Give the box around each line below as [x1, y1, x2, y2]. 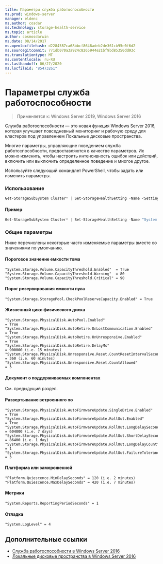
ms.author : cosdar [5, 20, 42, 26]
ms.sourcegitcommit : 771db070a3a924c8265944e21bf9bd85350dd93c [5, 48, 136, 53]
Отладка [5, 511, 23, 517]
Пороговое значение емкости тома [5, 256, 81, 262]
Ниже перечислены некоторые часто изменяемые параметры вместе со [5, 240, 157, 246]
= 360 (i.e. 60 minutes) [5, 356, 55, 361]
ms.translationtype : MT [5, 52, 53, 57]
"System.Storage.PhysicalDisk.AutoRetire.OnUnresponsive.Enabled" [5, 335, 142, 340]
